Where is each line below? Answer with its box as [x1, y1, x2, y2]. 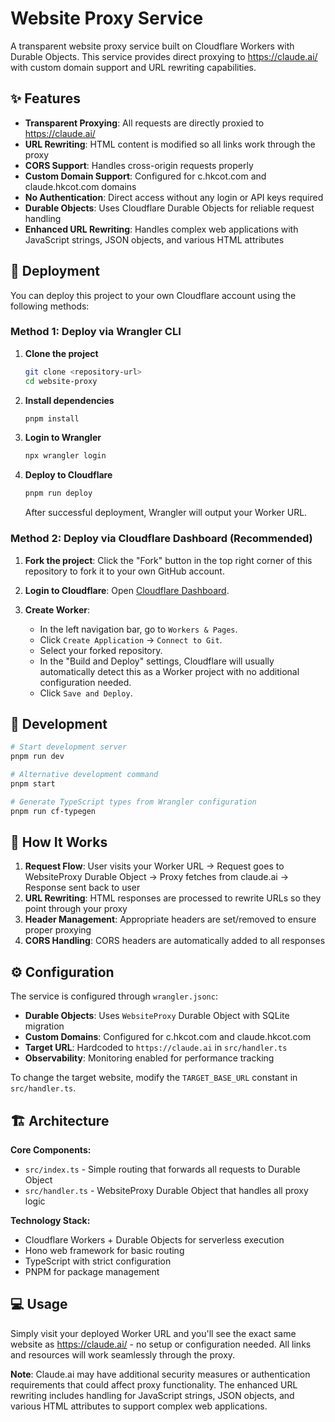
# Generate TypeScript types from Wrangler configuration [10, 797, 257, 807]
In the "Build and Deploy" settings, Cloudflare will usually [39, 655, 275, 667]
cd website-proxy [24, 376, 98, 386]
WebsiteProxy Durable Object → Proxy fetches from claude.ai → [24, 871, 290, 883]
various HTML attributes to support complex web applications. [10, 1400, 268, 1412]
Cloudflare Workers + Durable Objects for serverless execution [24, 1234, 285, 1246]
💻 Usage [10, 1296, 68, 1313]
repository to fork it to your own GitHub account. [24, 565, 225, 577]
